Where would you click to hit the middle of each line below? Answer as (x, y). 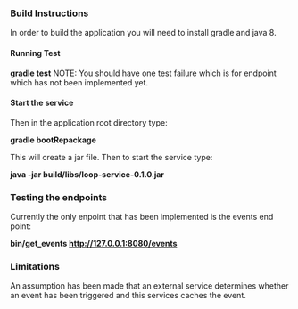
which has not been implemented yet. (79, 82)
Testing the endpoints (59, 197)
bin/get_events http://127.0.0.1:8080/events (94, 244)
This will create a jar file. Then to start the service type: (112, 157)
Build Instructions (50, 13)
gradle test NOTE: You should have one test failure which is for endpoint (144, 73)
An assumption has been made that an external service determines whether (149, 286)
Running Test (35, 53)
